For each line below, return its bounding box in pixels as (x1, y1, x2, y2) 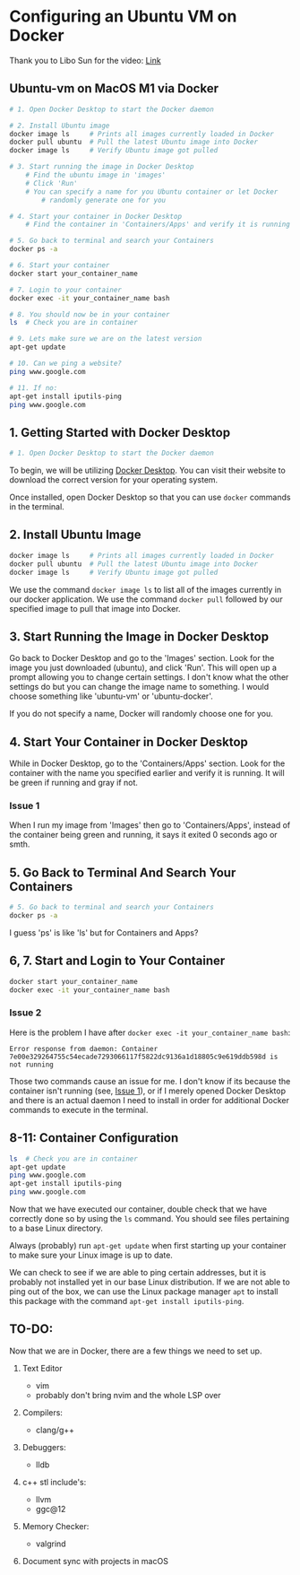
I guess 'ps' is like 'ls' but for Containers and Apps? (9, 927, 199, 938)
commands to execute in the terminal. (9, 1104, 149, 1115)
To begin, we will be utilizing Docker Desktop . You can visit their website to (9, 465, 287, 476)
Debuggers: (21, 1441, 66, 1452)
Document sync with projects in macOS (21, 1555, 168, 1566)
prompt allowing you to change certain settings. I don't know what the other (9, 672, 289, 683)
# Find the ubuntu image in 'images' (25, 170, 167, 179)
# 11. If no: (9, 383, 58, 392)
